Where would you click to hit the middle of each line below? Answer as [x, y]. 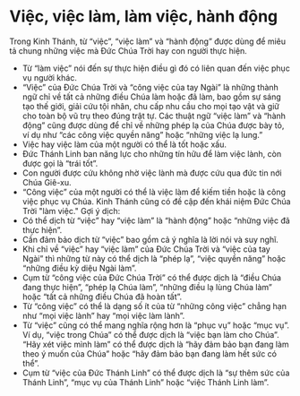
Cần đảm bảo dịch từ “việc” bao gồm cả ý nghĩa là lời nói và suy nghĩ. [150, 239]
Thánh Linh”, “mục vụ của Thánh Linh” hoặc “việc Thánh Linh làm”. [146, 382]
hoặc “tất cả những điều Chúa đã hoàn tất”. [102, 297]
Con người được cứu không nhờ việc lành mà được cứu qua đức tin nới [152, 173]
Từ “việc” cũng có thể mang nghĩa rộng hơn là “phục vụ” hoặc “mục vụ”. [155, 325]
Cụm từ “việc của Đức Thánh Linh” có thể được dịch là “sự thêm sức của [156, 373]
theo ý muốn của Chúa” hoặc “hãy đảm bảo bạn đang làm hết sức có [150, 353]
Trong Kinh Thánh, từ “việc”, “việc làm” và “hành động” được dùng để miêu [148, 41]
